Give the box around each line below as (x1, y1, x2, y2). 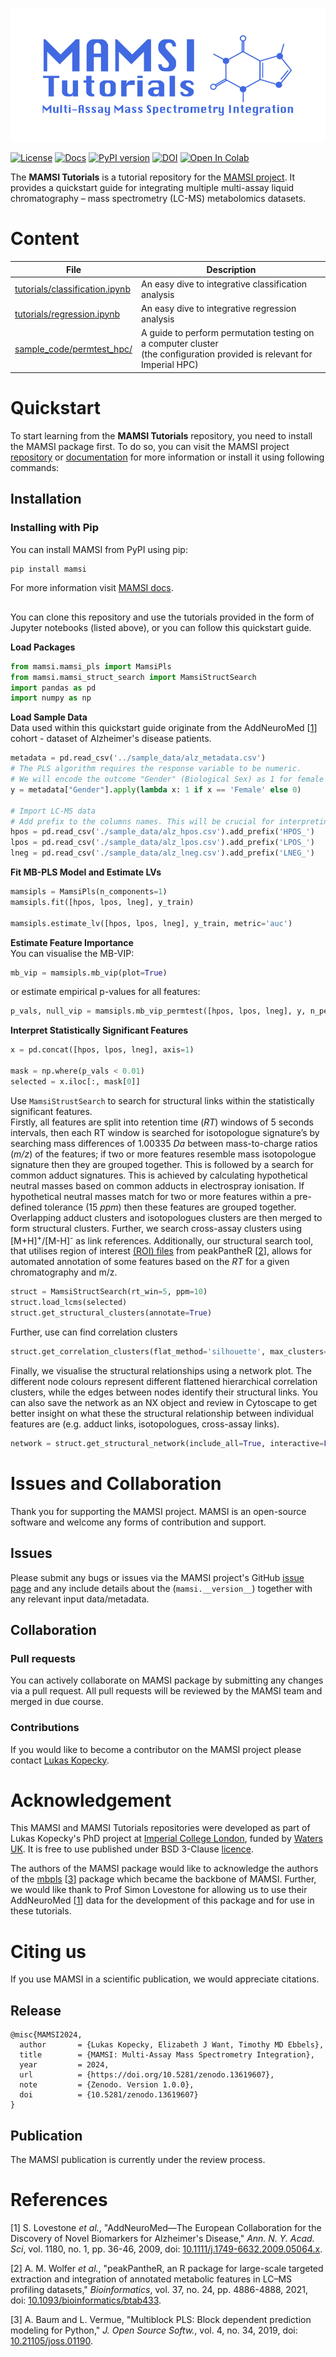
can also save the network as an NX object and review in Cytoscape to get (10, 1396, 318, 1408)
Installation (10, 491, 82, 508)
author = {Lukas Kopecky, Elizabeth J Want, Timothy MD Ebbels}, (19, 2040, 325, 2050)
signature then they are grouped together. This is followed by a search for (10, 1158, 314, 1170)
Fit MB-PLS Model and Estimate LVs (10, 866, 162, 878)
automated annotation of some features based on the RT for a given (10, 1256, 290, 1268)
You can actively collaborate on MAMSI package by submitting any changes (10, 1674, 324, 1687)
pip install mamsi (10, 564, 87, 574)
